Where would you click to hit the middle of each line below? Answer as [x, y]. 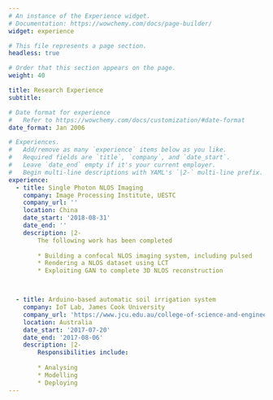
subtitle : [25, 98]
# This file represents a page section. [78, 46]
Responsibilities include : [83, 353]
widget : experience [41, 31]
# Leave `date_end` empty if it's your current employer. [113, 165]
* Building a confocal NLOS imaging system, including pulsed [145, 256]
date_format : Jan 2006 [47, 128]
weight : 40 [27, 76]
